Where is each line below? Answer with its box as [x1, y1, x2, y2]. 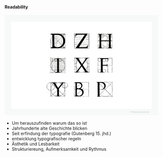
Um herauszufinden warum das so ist [11, 120, 87, 126]
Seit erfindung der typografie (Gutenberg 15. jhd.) [11, 130, 111, 136]
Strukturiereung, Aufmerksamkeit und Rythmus [11, 146, 107, 152]
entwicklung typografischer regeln [11, 135, 81, 141]
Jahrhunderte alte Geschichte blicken [11, 125, 87, 131]
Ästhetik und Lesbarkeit [11, 141, 60, 147]
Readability [4, 4, 28, 10]
